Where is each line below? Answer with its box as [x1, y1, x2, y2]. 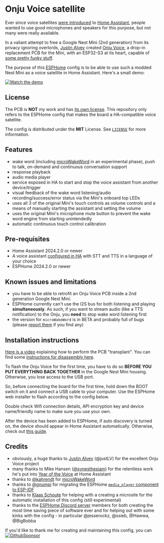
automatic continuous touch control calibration [12, 221, 106, 227]
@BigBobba [12, 518, 37, 523]
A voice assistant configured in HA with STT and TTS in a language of [12, 253, 153, 259]
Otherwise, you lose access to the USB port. [5, 374, 94, 380]
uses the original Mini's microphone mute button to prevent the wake [12, 210, 151, 216]
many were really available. [5, 30, 60, 36]
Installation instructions [5, 336, 79, 344]
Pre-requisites [5, 235, 50, 243]
